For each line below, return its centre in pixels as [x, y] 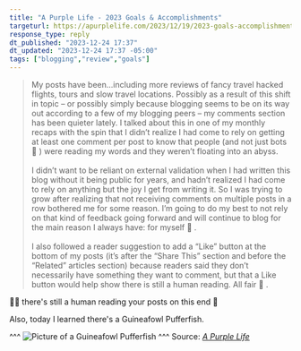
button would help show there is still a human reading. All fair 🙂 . [150, 284]
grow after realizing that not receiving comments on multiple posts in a [161, 199]
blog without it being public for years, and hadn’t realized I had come [158, 180]
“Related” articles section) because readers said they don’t [140, 265]
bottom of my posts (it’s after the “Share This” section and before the [159, 256]
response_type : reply [50, 34]
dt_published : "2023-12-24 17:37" [74, 43]
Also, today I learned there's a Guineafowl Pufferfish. [107, 319]
